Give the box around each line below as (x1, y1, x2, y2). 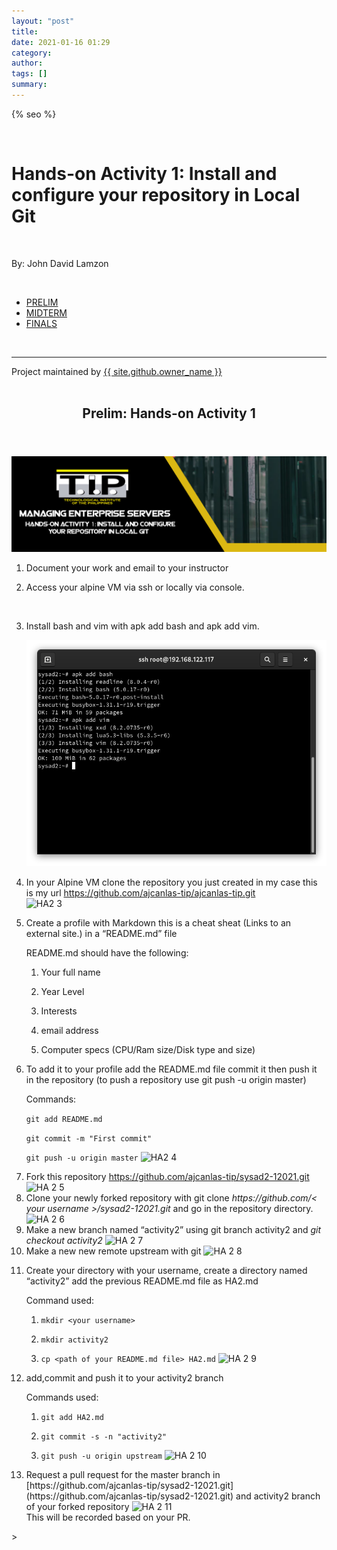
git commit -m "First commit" (25, 1134, 153, 1144)
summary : (11, 80, 48, 90)
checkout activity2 (25, 1235, 103, 1247)
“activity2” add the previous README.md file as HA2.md (25, 1275, 259, 1287)
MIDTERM (25, 306, 68, 319)
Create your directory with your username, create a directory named (25, 1265, 308, 1277)
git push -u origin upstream (40, 1451, 163, 1462)
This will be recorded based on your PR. (25, 1511, 191, 1524)
